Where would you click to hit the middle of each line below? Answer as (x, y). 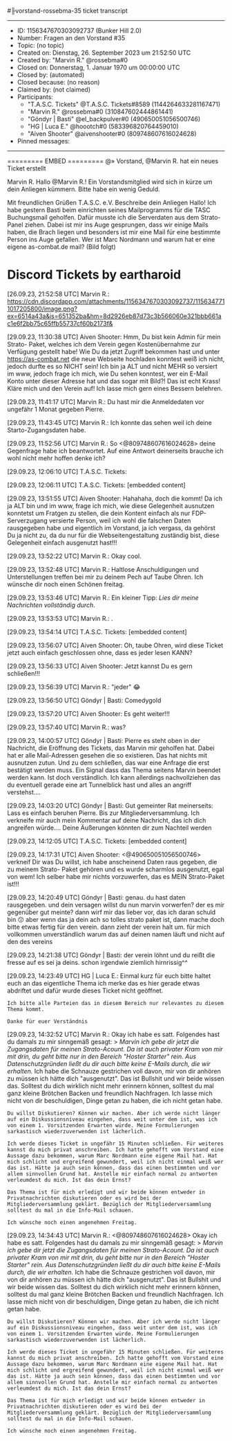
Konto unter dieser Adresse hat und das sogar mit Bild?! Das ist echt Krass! (114, 381)
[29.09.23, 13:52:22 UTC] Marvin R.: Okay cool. (74, 556)
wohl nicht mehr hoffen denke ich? (56, 458)
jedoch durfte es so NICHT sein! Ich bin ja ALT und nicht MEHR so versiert (112, 366)
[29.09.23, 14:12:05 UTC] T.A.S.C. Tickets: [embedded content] (97, 841)
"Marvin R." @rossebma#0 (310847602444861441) (100, 112)
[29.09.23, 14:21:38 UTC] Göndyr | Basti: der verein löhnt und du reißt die (111, 955)
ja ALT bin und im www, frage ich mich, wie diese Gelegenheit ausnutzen (111, 505)
